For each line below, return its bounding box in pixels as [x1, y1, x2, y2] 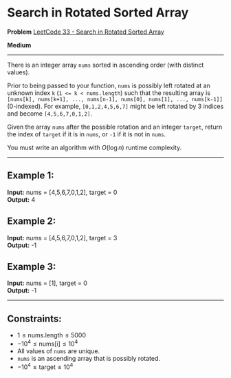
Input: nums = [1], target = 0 [7, 279, 88, 287]
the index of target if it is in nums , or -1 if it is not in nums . [7, 129, 166, 138]
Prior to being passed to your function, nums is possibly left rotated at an [7, 81, 211, 90]
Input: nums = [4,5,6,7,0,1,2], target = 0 [7, 188, 118, 196]
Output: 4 [7, 195, 36, 204]
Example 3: [7, 260, 56, 273]
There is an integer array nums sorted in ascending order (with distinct [7, 61, 204, 69]
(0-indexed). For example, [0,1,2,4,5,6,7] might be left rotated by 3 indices [7, 102, 224, 110]
